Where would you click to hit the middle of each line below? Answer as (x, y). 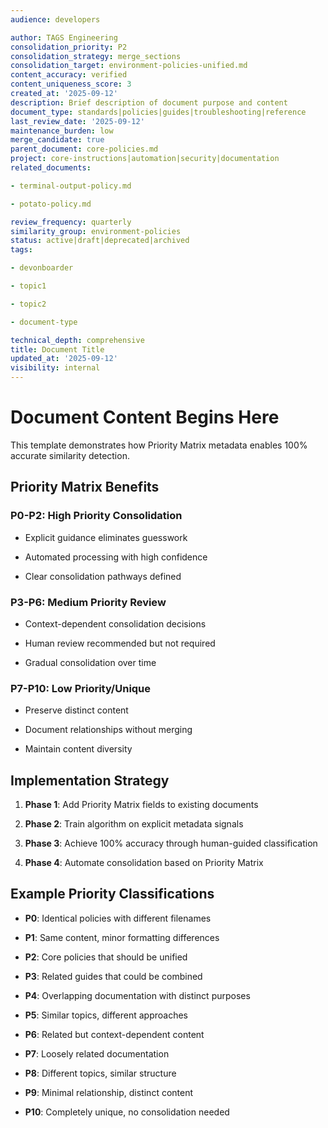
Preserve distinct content (76, 710)
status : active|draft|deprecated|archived (100, 241)
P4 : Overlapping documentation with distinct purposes (137, 995)
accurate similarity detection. (70, 455)
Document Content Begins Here (145, 417)
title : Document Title (57, 349)
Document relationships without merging (108, 730)
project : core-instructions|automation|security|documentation (145, 159)
